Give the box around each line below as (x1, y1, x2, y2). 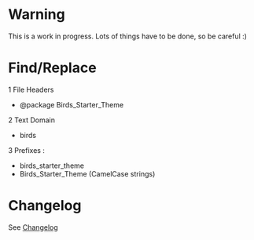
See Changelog (8, 222, 59, 232)
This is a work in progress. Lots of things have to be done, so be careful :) (8, 31, 248, 41)
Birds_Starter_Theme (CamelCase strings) (19, 169, 156, 178)
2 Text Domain (8, 115, 55, 125)
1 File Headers (8, 85, 54, 94)
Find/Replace (8, 59, 97, 77)
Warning (8, 5, 65, 24)
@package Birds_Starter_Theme (19, 100, 124, 109)
